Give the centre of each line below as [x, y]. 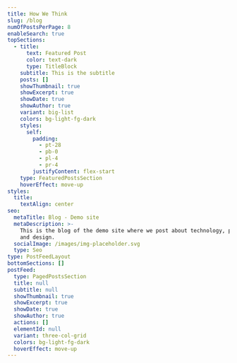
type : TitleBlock [51, 66]
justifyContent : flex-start [74, 171]
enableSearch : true [36, 34]
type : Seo [28, 250]
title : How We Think [38, 14]
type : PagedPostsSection [50, 276]
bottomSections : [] [36, 263]
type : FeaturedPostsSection [61, 178]
